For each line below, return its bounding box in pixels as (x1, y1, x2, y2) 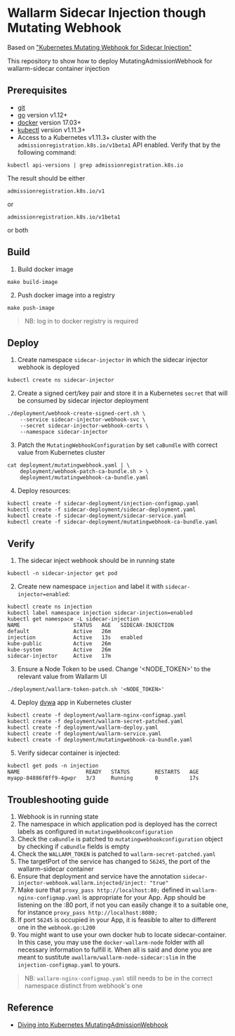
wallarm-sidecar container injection (7, 64, 110, 72)
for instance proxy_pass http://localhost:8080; (17, 908, 158, 917)
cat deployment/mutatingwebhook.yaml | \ (7, 462, 130, 469)
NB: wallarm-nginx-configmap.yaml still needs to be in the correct (24, 974, 213, 982)
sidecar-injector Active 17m (7, 652, 112, 660)
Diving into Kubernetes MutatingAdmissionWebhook (17, 1021, 168, 1029)
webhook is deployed (17, 363, 80, 372)
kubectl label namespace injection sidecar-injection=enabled (7, 609, 193, 616)
